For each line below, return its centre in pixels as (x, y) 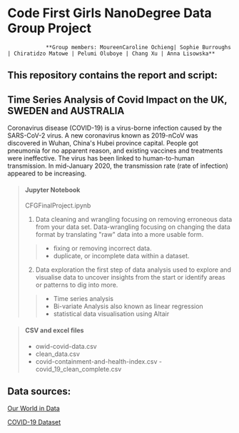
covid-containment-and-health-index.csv (96, 361)
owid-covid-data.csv (66, 346)
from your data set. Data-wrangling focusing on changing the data (133, 227)
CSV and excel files (54, 330)
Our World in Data (34, 409)
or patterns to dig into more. (77, 285)
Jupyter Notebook (52, 190)
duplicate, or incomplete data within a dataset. (121, 256)
